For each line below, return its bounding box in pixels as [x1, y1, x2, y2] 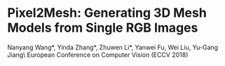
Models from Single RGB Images [7, 20, 198, 36]
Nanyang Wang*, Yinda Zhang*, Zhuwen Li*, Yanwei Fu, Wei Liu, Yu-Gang [7, 43, 219, 51]
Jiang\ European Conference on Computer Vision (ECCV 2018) [7, 51, 189, 59]
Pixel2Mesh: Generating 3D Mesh [7, 5, 207, 21]
